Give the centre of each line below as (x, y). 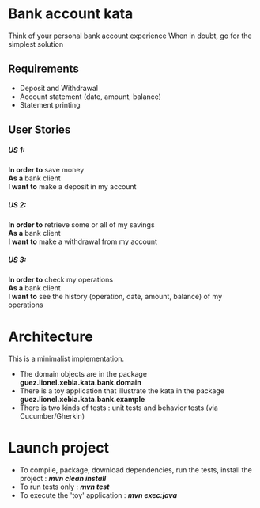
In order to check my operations (60, 280)
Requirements (43, 69)
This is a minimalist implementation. (66, 358)
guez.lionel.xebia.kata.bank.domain (81, 382)
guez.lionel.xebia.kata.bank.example (82, 399)
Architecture (51, 337)
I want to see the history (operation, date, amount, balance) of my (115, 297)
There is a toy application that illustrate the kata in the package (122, 390)
